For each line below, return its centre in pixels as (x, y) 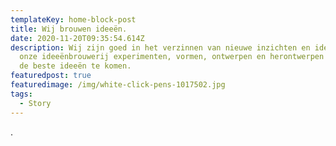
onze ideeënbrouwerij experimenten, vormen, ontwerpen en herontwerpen (172, 57)
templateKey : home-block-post (73, 19)
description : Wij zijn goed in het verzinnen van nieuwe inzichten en (160, 47)
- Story (35, 103)
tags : (21, 94)
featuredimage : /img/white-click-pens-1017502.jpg (118, 85)
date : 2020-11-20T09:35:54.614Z (77, 38)
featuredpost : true (51, 76)
